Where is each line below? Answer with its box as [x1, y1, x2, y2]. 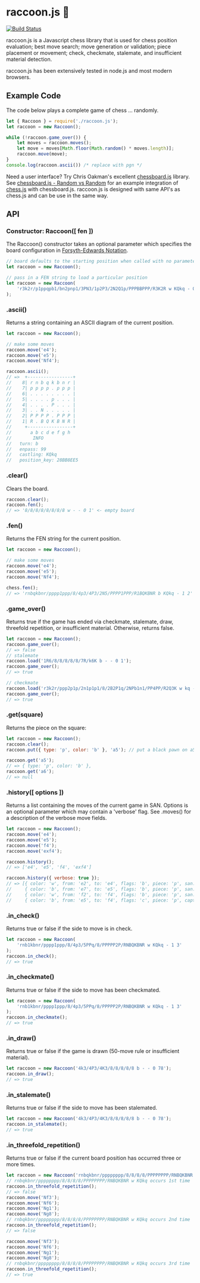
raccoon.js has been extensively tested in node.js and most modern [6, 67, 173, 74]
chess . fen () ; [6, 585, 39, 591]
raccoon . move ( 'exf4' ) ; [6, 848, 62, 854]
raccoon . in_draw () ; [6, 1071, 55, 1077]
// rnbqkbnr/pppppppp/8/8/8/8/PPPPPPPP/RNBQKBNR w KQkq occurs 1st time [6, 1178, 190, 1184]
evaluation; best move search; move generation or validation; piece [6, 43, 171, 50]
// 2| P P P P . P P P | [6, 413, 76, 419]
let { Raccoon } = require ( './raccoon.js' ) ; [6, 118, 118, 124]
